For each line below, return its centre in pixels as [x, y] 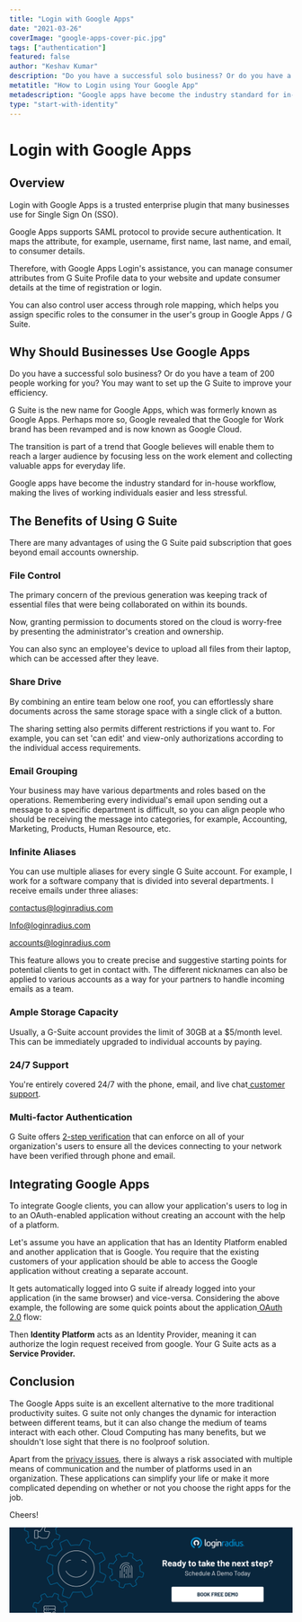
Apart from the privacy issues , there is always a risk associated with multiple [151, 1459]
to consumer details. [47, 251]
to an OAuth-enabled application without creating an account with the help [147, 1216]
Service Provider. [43, 1354]
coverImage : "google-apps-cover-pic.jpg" [88, 38]
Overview [37, 183]
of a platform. [35, 1225]
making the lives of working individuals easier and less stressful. [129, 493]
